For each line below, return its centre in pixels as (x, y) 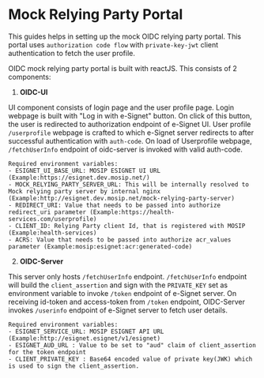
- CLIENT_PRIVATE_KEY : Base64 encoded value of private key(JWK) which (130, 359)
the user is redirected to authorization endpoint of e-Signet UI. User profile (130, 124)
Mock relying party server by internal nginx (84, 191)
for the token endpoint (47, 352)
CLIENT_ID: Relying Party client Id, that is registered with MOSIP (130, 226)
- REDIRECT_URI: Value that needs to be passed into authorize (115, 205)
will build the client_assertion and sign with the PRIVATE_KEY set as (118, 285)
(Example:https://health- (132, 212)
